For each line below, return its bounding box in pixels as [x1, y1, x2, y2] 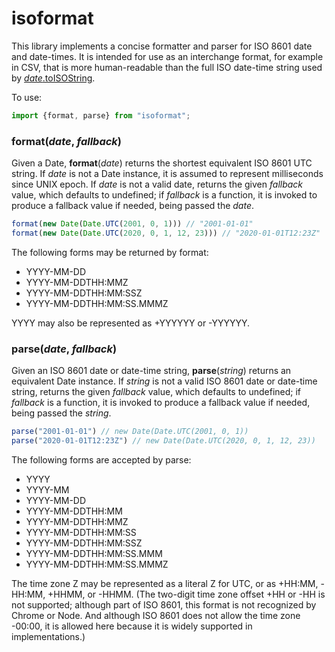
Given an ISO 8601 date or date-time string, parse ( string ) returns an [11, 365, 292, 377]
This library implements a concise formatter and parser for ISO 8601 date [11, 40, 313, 52]
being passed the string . [11, 407, 112, 419]
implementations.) [11, 630, 86, 642]
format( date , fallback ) [11, 134, 122, 148]
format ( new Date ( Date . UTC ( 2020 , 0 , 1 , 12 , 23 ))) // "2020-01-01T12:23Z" [11, 228, 321, 238]
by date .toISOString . [11, 72, 96, 84]
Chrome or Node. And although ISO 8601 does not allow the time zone [11, 609, 301, 621]
